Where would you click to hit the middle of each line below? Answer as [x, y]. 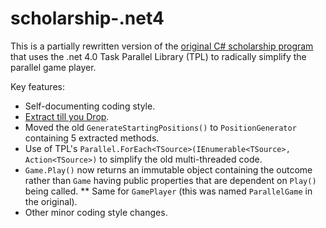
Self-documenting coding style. [90, 106]
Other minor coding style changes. [96, 212]
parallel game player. [53, 67]
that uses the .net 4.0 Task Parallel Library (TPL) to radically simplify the [158, 56]
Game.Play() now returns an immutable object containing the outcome [168, 169]
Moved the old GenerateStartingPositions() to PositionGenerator [160, 127]
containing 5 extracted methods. [92, 138]
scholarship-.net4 [87, 18]
